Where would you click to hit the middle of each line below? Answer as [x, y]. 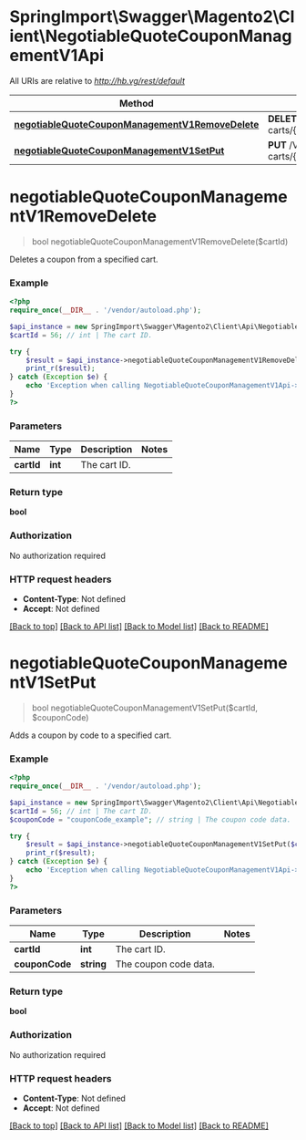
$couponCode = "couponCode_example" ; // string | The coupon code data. [150, 819]
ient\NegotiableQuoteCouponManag [151, 36]
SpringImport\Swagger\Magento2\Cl [152, 17]
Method [137, 103]
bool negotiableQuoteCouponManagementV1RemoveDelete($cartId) [160, 241]
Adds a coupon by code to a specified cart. [91, 735]
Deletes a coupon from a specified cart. [84, 259]
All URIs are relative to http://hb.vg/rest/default [97, 80]
